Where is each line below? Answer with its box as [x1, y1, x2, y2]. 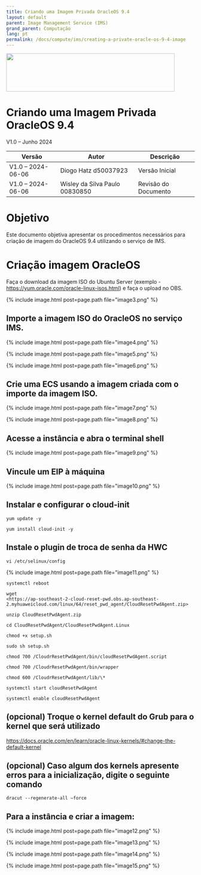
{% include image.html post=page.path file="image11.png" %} [6, 569, 160, 576]
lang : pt [6, 31, 28, 37]
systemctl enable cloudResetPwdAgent [6, 695, 100, 701]
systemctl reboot [6, 580, 50, 587]
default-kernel [6, 743, 42, 751]
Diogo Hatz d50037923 [60, 166, 129, 174]
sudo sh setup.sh [6, 643, 50, 649]
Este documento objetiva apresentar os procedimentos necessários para [6, 231, 185, 238]
